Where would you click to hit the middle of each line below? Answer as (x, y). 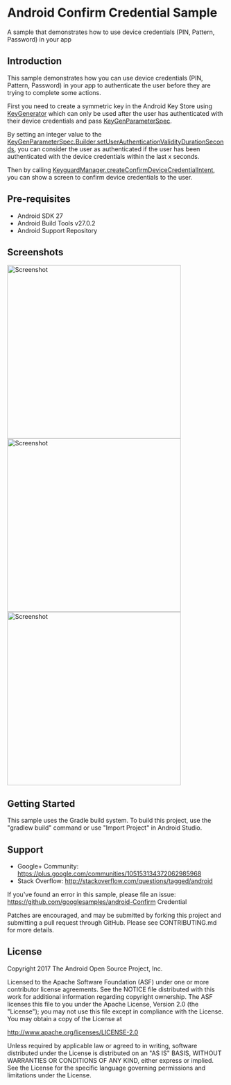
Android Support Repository (57, 230)
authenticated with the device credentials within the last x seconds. (103, 156)
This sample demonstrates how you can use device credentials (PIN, (105, 78)
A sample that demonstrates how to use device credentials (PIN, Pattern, (111, 32)
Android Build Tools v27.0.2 (56, 223)
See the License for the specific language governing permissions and (106, 1068)
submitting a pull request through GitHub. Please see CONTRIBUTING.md (112, 923)
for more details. (31, 930)
